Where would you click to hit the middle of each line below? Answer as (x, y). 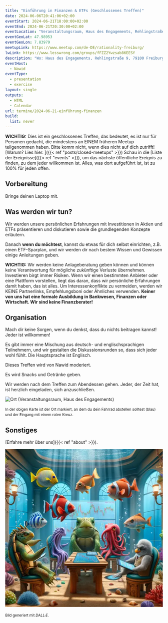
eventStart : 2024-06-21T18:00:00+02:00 (47, 21)
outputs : (14, 95)
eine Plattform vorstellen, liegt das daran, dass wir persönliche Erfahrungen (83, 280)
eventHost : (16, 63)
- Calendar (21, 106)
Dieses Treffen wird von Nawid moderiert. (48, 365)
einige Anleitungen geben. (32, 255)
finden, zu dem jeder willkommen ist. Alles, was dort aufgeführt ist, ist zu (80, 163)
